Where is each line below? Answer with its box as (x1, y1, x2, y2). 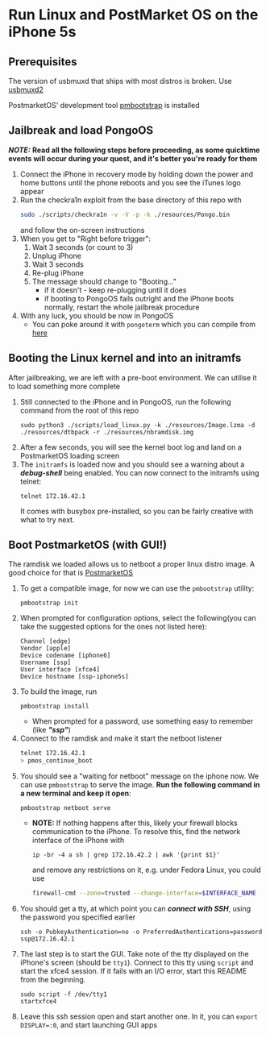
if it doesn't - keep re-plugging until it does (44, 284, 187, 295)
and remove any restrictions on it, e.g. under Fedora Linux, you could (31, 865, 262, 875)
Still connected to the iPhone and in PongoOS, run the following (19, 397, 231, 406)
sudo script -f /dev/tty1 (19, 990, 107, 999)
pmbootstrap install (19, 703, 89, 711)
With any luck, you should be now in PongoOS (19, 310, 174, 320)
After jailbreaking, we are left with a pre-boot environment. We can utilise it (8, 372, 257, 382)
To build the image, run (19, 687, 98, 696)
